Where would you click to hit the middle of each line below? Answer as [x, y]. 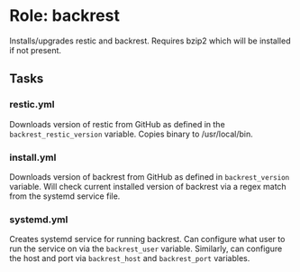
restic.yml [32, 105]
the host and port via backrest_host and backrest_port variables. [130, 258]
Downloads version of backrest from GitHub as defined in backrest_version [150, 176]
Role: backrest [64, 16]
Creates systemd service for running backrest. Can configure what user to [147, 239]
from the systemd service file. [65, 196]
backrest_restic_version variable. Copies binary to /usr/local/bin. [132, 134]
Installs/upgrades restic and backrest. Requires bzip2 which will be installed [150, 41]
